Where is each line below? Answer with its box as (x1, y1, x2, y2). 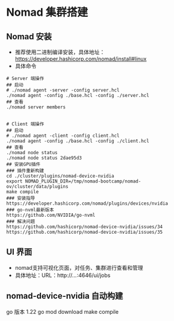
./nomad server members (6, 104, 66, 110)
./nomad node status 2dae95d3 (6, 155, 82, 161)
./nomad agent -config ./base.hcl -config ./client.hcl (6, 138, 149, 144)
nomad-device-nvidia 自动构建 (6, 291, 123, 301)
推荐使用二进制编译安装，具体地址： (14, 49, 105, 55)
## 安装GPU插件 (6, 161, 41, 167)
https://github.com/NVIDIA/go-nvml (6, 212, 96, 218)
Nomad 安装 (6, 31, 52, 42)
